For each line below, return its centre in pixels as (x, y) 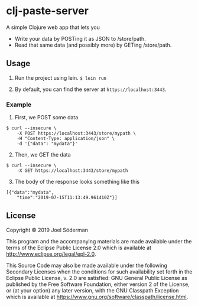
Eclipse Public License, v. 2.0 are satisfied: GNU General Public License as (97, 278)
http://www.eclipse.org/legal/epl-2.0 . (51, 254)
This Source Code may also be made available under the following (87, 265)
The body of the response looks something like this (77, 182)
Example (19, 105)
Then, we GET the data (43, 155)
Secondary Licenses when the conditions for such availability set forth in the (99, 271)
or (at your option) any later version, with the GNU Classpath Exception (92, 290)
